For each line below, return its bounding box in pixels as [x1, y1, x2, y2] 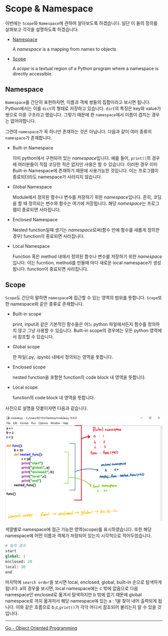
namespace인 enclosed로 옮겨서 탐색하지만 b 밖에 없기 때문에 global [5, 592, 142, 598]
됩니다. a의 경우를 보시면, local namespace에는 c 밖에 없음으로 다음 [5, 586, 138, 592]
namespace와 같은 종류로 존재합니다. [10, 301, 84, 307]
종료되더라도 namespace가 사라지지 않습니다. [12, 173, 102, 180]
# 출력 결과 [5, 543, 26, 549]
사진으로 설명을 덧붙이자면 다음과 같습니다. [5, 405, 88, 411]
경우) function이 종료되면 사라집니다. [12, 233, 85, 239]
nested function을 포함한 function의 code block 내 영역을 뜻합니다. [12, 374, 146, 380]
